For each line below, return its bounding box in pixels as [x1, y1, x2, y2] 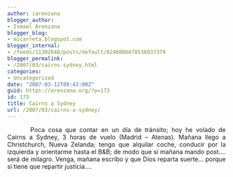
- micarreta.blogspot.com [7, 36, 82, 43]
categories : [7, 68, 42, 75]
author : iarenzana [7, 10, 60, 17]
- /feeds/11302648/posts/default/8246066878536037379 [7, 49, 166, 56]
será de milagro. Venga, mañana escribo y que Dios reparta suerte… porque [7, 155, 226, 163]
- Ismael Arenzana [7, 23, 60, 30]
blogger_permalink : [7, 55, 64, 62]
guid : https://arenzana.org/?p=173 [7, 87, 110, 94]
